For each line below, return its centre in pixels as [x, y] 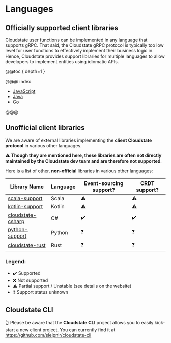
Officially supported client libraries [62, 28]
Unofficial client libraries [45, 128]
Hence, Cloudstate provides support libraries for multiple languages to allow [85, 56]
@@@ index [18, 81]
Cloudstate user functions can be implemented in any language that [76, 40]
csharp [16, 221]
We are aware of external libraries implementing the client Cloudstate [79, 140]
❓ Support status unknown [40, 292]
